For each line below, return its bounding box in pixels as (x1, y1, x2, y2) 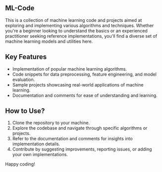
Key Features (5, 53, 47, 61)
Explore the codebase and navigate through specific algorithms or (12, 125, 148, 131)
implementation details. (12, 141, 60, 147)
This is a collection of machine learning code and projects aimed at (5, 17, 142, 23)
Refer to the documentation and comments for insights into (12, 136, 133, 142)
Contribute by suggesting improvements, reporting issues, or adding (12, 146, 152, 152)
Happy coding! (5, 161, 36, 167)
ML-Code (5, 4, 35, 12)
